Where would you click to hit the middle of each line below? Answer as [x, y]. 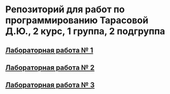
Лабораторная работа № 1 [49, 50]
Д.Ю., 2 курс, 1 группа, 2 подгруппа [85, 31]
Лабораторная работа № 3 [50, 85]
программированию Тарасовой [77, 20]
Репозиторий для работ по [65, 10]
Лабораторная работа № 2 [50, 68]
